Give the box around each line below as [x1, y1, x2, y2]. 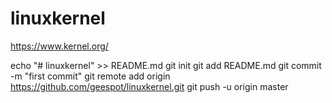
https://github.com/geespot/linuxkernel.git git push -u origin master [10, 80, 289, 92]
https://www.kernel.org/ [10, 40, 109, 52]
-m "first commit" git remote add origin [10, 70, 171, 82]
